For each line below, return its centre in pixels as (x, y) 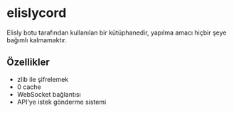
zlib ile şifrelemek (43, 79)
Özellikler (28, 63)
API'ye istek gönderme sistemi (62, 102)
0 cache (29, 87)
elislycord (37, 13)
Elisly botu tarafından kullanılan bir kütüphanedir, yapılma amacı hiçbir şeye (117, 32)
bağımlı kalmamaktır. (37, 40)
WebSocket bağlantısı (49, 94)
